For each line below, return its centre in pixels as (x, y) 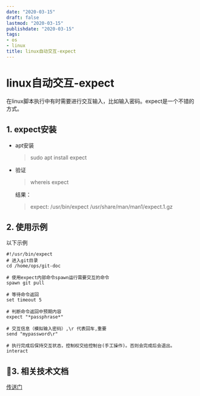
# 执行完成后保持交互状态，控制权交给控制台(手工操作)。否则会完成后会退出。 (91, 346)
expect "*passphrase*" (35, 317)
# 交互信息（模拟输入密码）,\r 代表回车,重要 (57, 329)
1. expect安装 (32, 130)
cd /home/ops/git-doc (34, 266)
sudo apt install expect (58, 157)
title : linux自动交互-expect (41, 51)
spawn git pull (25, 283)
